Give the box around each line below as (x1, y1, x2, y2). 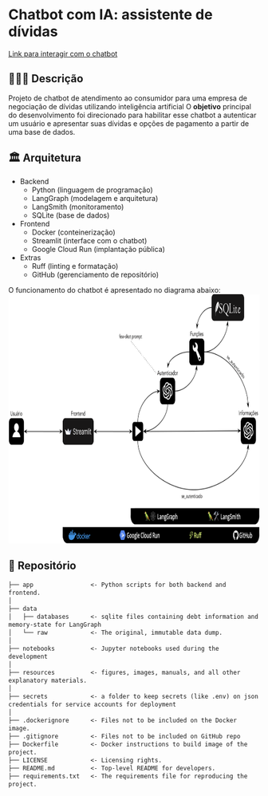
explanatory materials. (8, 676, 88, 685)
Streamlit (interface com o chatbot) (31, 235, 148, 245)
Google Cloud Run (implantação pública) (31, 244, 166, 254)
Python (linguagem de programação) (31, 185, 153, 195)
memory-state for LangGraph (8, 621, 102, 629)
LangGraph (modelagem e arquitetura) (31, 193, 159, 203)
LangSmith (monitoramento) (31, 202, 124, 211)
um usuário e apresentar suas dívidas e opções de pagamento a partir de (8, 118, 250, 128)
